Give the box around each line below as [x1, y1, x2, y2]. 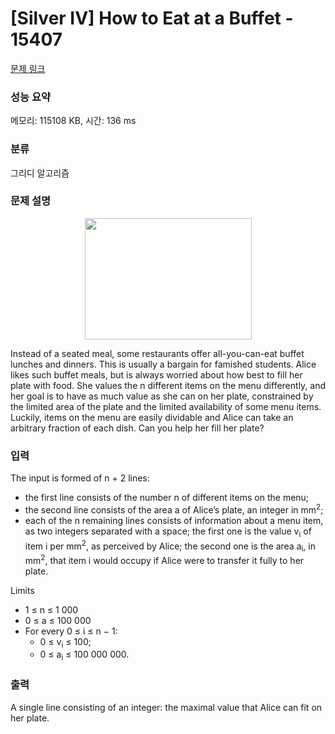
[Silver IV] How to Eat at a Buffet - [10, 7, 294, 30]
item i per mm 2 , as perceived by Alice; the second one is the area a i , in [24, 538, 316, 554]
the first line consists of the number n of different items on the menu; [24, 492, 310, 504]
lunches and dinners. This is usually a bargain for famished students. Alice [10, 358, 317, 370]
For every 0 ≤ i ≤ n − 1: [24, 625, 118, 637]
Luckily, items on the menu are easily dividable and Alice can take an [10, 411, 294, 423]
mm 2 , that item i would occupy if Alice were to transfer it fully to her [24, 553, 305, 566]
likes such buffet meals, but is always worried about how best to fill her [10, 368, 303, 381]
